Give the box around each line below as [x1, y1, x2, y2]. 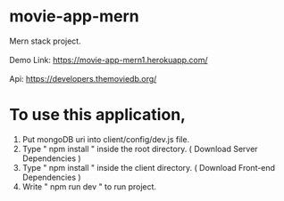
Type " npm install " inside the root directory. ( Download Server [21, 143, 258, 154]
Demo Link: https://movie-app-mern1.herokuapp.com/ [9, 54, 208, 65]
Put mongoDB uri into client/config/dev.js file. [21, 133, 190, 144]
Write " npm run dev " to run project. [21, 181, 157, 192]
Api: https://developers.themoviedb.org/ [9, 73, 157, 84]
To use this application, [9, 105, 186, 125]
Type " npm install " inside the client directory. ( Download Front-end [21, 162, 275, 173]
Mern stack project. [9, 36, 82, 46]
